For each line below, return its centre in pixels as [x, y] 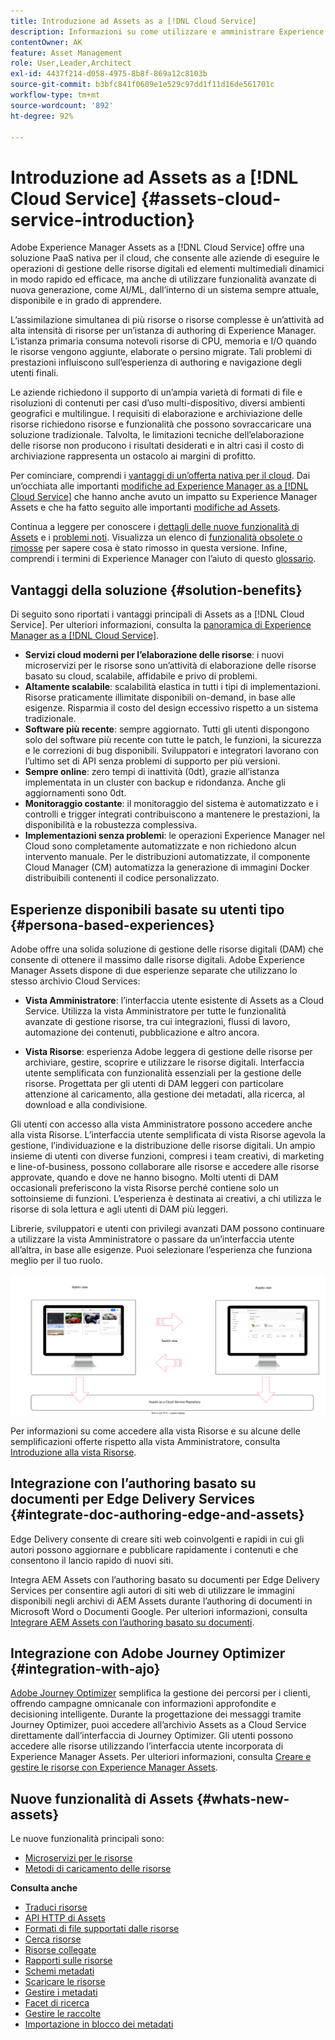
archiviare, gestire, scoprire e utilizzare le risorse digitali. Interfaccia [164, 1062]
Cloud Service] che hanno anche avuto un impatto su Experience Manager [164, 497]
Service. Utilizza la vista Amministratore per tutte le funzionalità [155, 1011]
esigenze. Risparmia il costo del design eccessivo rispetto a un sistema [171, 708]
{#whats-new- [243, 1798]
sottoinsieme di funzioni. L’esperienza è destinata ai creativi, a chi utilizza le [166, 1198]
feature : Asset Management [66, 53]
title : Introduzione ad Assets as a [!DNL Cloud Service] [133, 21]
